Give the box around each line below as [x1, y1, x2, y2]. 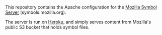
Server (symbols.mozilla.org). [5, 9, 66, 15]
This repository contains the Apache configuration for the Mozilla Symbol [5, 4, 157, 10]
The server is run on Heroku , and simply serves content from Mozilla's [5, 19, 151, 25]
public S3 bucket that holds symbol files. [5, 24, 90, 30]
